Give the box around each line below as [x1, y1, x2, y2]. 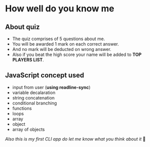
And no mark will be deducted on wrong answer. [12, 47, 111, 52]
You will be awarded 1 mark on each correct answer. [12, 41, 119, 47]
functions [12, 105, 32, 111]
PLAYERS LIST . [12, 57, 44, 62]
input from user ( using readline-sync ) [12, 84, 91, 90]
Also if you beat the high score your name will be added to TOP [12, 51, 142, 57]
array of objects [12, 126, 45, 132]
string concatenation [12, 95, 55, 100]
